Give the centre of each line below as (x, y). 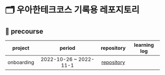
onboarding (21, 62)
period (68, 48)
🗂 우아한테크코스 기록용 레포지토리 (72, 10)
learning (144, 45)
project (21, 48)
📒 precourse (24, 31)
